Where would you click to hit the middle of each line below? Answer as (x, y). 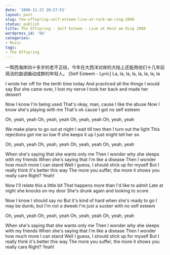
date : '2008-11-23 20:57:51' (36, 10)
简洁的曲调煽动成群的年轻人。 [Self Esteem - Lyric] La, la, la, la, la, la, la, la (83, 73)
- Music (13, 43)
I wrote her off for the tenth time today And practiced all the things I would (82, 83)
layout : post (19, 15)
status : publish (22, 24)
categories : (18, 38)
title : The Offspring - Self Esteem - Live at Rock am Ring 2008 (75, 29)
